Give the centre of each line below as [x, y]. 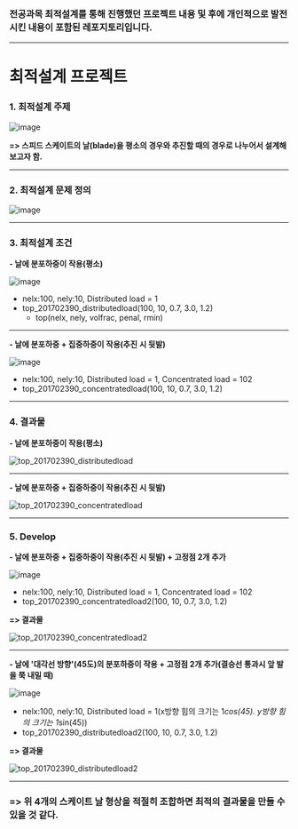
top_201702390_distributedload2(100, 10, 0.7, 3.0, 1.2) [120, 732]
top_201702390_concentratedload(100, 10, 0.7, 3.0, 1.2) [122, 389]
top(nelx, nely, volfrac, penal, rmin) [99, 318]
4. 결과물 [27, 422]
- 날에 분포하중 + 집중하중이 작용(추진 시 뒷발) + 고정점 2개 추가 [118, 556]
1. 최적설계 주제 [40, 107]
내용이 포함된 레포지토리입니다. [90, 27]
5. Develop [32, 537]
